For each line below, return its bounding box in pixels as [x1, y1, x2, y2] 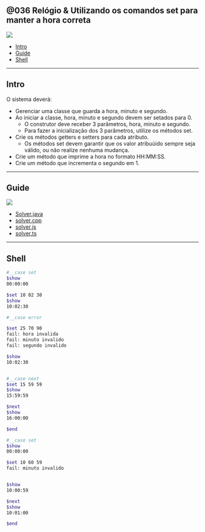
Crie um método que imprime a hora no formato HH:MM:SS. [15, 153, 166, 160]
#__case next [6, 375, 40, 382]
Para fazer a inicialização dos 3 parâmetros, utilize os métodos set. [24, 127, 193, 134]
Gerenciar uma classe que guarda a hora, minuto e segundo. [15, 107, 168, 114]
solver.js [15, 223, 37, 231]
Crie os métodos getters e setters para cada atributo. [15, 133, 149, 141]
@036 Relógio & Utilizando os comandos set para [6, 6, 198, 16]
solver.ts [15, 230, 37, 237]
